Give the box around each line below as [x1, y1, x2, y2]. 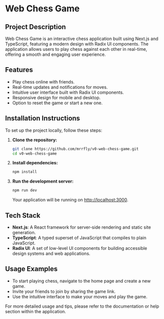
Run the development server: [12, 178, 74, 184]
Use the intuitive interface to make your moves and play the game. [12, 293, 148, 299]
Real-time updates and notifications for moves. [12, 84, 108, 90]
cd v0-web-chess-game [12, 151, 57, 156]
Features [5, 66, 33, 74]
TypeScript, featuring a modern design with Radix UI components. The [5, 41, 149, 47]
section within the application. [5, 308, 66, 314]
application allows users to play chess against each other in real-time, [5, 46, 147, 52]
